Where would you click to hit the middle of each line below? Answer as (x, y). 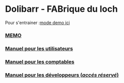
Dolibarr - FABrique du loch (62, 9)
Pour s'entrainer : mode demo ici (37, 23)
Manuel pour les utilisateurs (39, 49)
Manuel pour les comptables (40, 61)
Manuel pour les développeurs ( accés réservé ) (62, 75)
